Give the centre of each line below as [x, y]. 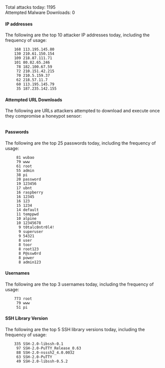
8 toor [25, 245]
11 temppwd [27, 214]
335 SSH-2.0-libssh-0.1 [39, 344]
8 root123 [28, 249]
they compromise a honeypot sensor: [44, 116]
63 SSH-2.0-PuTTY [34, 357]
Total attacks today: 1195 [30, 7]
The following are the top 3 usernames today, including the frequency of [80, 284]
